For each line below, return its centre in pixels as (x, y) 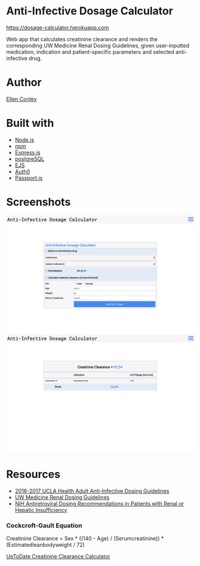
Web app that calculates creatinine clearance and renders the (82, 39)
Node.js (24, 139)
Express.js (27, 152)
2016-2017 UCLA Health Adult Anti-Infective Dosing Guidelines (92, 491)
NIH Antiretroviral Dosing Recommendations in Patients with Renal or (99, 503)
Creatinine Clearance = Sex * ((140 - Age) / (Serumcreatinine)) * (85, 538)
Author (24, 83)
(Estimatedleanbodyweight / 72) (46, 544)
